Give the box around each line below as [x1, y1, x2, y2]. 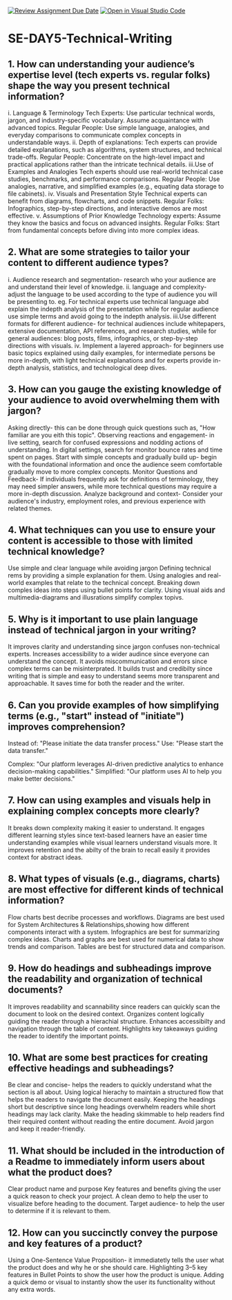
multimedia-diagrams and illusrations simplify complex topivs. [8, 593, 184, 602]
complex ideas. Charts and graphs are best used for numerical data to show [8, 935, 224, 943]
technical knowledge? [8, 546, 106, 557]
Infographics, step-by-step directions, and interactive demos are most [8, 204, 208, 212]
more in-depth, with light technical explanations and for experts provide [8, 356, 212, 364]
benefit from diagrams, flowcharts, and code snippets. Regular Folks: [8, 197, 204, 205]
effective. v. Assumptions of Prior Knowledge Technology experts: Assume [8, 211, 221, 220]
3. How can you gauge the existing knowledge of [8, 383, 222, 395]
